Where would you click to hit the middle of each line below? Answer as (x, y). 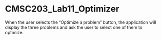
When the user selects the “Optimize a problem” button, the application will (80, 22)
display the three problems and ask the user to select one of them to (74, 27)
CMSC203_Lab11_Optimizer (62, 9)
